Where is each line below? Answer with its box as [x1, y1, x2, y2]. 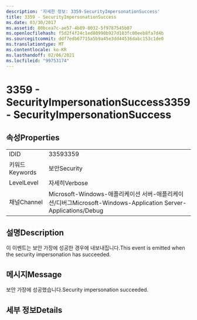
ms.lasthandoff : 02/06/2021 [6, 52, 75, 58]
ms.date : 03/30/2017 [6, 19, 57, 25]
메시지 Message [6, 270, 62, 279]
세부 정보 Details [6, 305, 63, 315]
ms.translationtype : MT [6, 42, 64, 48]
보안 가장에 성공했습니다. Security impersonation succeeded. [6, 286, 148, 294]
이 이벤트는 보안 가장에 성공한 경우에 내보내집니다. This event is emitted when [6, 244, 185, 251]
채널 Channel [9, 198, 43, 206]
